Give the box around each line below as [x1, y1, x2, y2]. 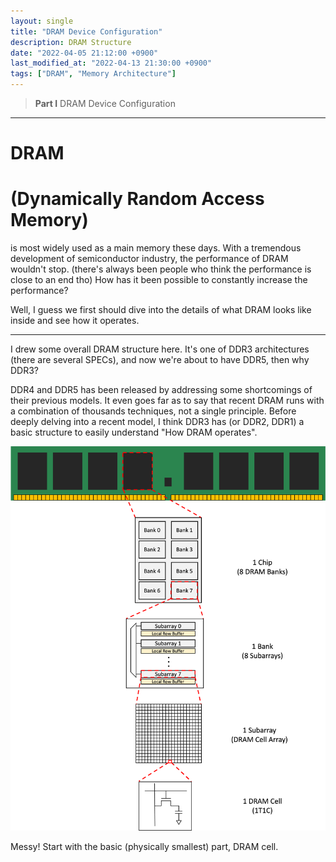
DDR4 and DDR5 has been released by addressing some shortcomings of [10, 384, 313, 396]
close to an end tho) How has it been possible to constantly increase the [10, 274, 308, 286]
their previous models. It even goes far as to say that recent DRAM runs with [10, 395, 325, 407]
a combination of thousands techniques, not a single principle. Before [10, 405, 297, 417]
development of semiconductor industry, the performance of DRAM [10, 253, 289, 265]
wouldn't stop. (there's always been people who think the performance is [10, 263, 312, 275]
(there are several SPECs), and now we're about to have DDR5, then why [10, 354, 310, 366]
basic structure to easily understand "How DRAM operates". [10, 426, 258, 439]
